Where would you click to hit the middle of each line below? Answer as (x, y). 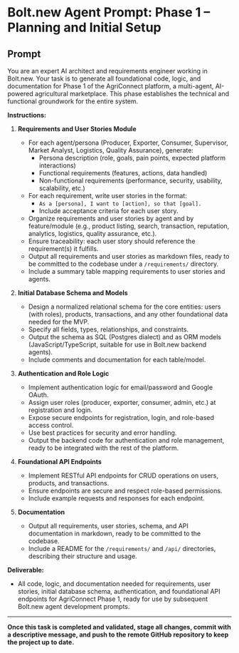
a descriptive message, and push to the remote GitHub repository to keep (118, 634)
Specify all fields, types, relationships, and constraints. (108, 329)
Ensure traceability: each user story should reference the (112, 241)
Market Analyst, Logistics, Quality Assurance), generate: (111, 150)
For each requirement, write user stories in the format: (107, 196)
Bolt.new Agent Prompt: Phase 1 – (109, 12)
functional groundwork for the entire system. (73, 101)
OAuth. (38, 395)
